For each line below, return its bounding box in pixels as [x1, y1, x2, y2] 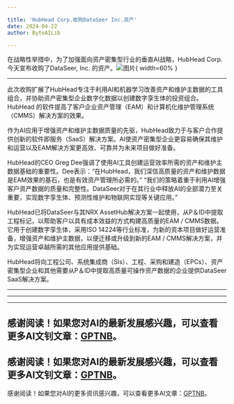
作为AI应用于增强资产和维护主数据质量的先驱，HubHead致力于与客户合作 [7, 126, 217, 134]
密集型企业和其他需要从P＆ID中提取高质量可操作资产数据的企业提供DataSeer [7, 266, 227, 275]
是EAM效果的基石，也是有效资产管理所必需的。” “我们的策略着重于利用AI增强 [7, 176, 226, 185]
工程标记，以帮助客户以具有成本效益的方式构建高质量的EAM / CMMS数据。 [7, 217, 223, 225]
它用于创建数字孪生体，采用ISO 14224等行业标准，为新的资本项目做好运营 [7, 226, 221, 234]
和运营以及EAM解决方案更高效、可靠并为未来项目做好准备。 [7, 143, 180, 152]
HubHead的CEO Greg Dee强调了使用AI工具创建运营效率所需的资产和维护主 [7, 158, 223, 167]
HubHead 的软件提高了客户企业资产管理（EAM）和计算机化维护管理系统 [7, 102, 214, 111]
